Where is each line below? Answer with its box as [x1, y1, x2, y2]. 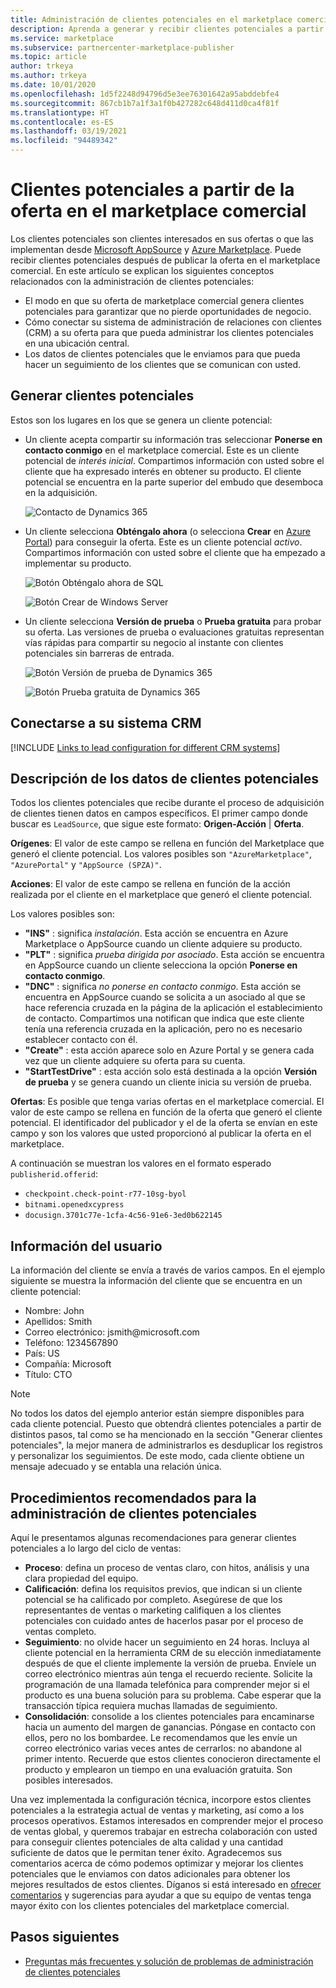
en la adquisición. [24, 486, 98, 498]
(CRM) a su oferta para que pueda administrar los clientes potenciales [24, 326, 314, 338]
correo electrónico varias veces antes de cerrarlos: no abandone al [24, 1742, 302, 1754]
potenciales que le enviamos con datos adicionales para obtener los [10, 1868, 291, 1880]
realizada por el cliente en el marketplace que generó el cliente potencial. [10, 889, 313, 901]
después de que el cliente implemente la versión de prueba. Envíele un [24, 1657, 317, 1669]
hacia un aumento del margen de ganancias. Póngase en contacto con [24, 1721, 316, 1733]
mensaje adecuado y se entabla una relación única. [10, 1461, 222, 1473]
